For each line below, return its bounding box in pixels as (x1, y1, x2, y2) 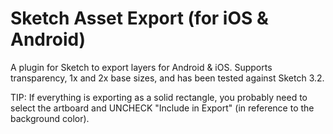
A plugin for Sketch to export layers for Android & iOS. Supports (10, 61, 273, 73)
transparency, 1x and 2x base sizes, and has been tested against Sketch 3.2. (10, 72, 325, 84)
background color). (10, 112, 90, 124)
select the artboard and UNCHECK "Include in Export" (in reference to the (10, 102, 315, 114)
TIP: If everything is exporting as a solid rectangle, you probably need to (10, 91, 308, 103)
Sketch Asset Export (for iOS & (10, 7, 269, 30)
